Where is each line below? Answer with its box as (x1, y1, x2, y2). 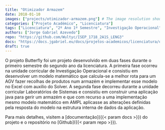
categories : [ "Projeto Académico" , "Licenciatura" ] (5, 21, 113, 26)
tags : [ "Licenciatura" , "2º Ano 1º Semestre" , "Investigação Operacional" (5, 26, 162, 31)
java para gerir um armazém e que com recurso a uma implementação (5, 94, 147, 100)
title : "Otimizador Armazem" (5, 7, 65, 12)
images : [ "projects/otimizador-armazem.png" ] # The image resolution (5, 16, 151, 21)
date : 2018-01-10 (5, 12, 41, 17)
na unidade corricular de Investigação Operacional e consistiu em (5, 67, 138, 74)
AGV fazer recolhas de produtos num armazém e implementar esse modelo (5, 78, 158, 84)
